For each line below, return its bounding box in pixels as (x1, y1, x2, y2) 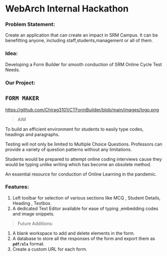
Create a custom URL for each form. (12, 246, 88, 252)
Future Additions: (17, 220, 54, 226)
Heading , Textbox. (12, 200, 52, 206)
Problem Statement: (5, 21, 55, 28)
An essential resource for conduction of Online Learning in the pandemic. (5, 171, 157, 177)
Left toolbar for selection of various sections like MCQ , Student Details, (12, 194, 161, 200)
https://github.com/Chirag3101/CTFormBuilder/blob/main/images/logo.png (5, 106, 159, 112)
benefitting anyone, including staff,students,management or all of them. (5, 37, 153, 43)
